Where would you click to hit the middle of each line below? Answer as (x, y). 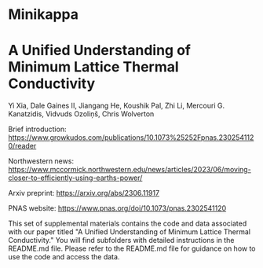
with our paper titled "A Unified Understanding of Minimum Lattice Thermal (130, 232)
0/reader (22, 146)
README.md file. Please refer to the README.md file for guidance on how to (132, 248)
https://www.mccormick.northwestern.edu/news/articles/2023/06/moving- (130, 170)
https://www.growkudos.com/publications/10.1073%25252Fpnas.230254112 (131, 138)
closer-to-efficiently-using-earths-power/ (75, 178)
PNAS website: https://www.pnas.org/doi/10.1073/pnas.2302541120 (117, 208)
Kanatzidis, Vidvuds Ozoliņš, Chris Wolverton (81, 114)
